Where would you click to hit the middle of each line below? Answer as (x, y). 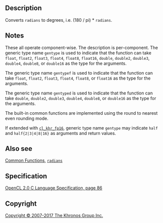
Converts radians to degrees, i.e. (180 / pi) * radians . (59, 20)
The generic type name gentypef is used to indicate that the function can (79, 73)
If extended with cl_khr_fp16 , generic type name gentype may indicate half (81, 128)
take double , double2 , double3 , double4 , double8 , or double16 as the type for (81, 98)
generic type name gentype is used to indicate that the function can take (78, 53)
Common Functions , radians (34, 161)
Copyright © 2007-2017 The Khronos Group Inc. (54, 216)
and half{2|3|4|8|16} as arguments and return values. (61, 133)
